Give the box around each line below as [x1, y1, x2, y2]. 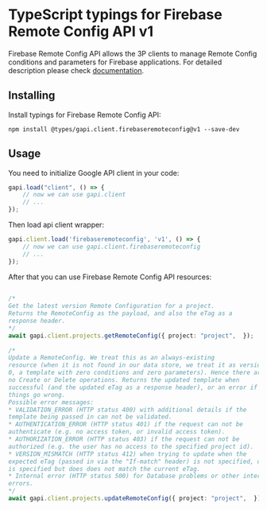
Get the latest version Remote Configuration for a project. [8, 302, 215, 310]
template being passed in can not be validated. [8, 413, 172, 421]
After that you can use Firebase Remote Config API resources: [8, 272, 212, 282]
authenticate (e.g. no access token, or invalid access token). [8, 428, 226, 436]
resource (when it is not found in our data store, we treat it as [8, 361, 237, 369]
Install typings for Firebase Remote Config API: [8, 110, 161, 119]
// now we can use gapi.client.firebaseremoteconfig [22, 243, 201, 251]
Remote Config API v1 [8, 22, 153, 41]
